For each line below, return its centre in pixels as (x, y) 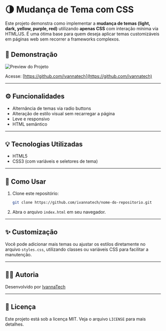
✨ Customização (31, 232)
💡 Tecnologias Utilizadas (44, 144)
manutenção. (19, 254)
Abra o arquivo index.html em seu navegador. (59, 212)
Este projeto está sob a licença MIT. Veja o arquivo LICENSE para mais (76, 319)
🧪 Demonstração (31, 55)
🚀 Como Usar (26, 181)
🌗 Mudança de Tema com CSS (70, 10)
